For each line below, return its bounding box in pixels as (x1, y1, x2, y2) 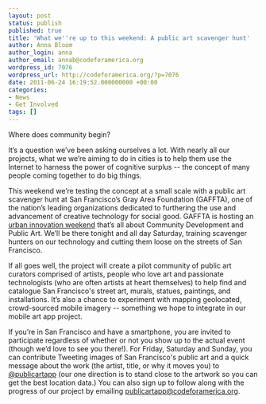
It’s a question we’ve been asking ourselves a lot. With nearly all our (8, 145, 230, 155)
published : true (8, 26, 62, 34)
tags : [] (8, 108, 37, 116)
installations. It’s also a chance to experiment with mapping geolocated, (8, 295, 242, 304)
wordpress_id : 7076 (8, 64, 73, 72)
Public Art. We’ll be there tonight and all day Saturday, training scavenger (8, 229, 248, 237)
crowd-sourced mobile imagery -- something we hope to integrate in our (8, 304, 246, 312)
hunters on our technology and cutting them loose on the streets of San (8, 237, 242, 246)
